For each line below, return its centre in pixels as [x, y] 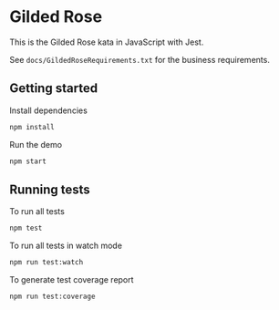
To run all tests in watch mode [66, 246]
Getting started [54, 88]
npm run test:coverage [52, 297]
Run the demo [36, 144]
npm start [28, 161]
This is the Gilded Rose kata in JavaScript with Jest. [107, 42]
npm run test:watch [46, 263]
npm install [32, 127]
